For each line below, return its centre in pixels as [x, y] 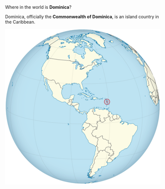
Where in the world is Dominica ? [38, 7]
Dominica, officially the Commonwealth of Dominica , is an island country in [82, 17]
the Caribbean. [20, 22]
